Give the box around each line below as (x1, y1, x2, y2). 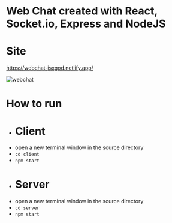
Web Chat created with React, (6, 4, 158, 18)
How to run (6, 97, 62, 110)
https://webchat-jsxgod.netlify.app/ (6, 64, 94, 71)
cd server (14, 205, 40, 211)
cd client (14, 152, 40, 158)
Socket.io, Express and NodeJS (6, 17, 166, 31)
